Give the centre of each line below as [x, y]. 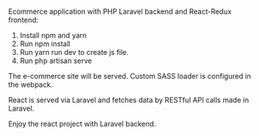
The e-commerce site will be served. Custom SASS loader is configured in [130, 76]
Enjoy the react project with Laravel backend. [82, 124]
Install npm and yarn [53, 35]
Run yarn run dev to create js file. [74, 52]
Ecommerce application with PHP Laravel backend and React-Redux [120, 12]
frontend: [23, 20]
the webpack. [31, 84]
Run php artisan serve [56, 60]
